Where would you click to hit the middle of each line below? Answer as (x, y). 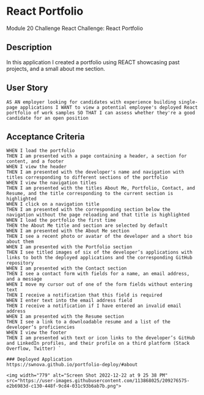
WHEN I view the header (37, 167)
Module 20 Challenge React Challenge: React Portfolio (75, 28)
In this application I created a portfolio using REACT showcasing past (93, 62)
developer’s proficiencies (41, 327)
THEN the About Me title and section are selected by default (87, 226)
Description (29, 47)
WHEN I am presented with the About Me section (68, 231)
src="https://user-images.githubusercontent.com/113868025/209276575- (98, 381)
